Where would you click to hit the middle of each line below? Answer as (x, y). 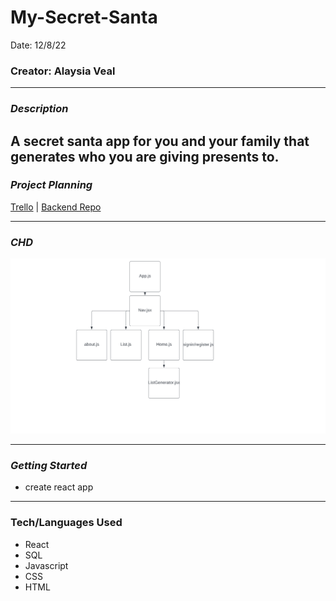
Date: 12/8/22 (38, 45)
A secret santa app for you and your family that (160, 141)
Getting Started (49, 466)
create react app (59, 487)
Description (39, 109)
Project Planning (51, 185)
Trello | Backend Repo (56, 207)
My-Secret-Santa (84, 17)
